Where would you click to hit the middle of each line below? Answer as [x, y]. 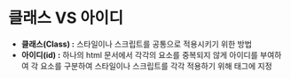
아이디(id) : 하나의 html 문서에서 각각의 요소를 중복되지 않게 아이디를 [139, 54]
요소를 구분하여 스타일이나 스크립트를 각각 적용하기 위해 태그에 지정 [156, 66]
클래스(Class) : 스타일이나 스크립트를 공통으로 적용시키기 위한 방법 [136, 44]
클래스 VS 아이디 [66, 18]
